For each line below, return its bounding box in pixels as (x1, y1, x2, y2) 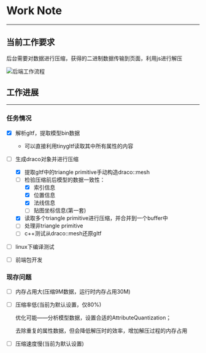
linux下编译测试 (15, 243, 55, 250)
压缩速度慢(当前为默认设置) (15, 340, 84, 347)
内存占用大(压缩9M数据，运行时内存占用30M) (15, 287, 131, 295)
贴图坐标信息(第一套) (33, 207, 86, 214)
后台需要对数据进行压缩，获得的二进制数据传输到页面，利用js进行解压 (6, 55, 183, 62)
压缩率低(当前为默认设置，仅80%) (15, 301, 102, 308)
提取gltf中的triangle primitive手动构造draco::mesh (24, 168, 150, 175)
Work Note (6, 4, 63, 18)
